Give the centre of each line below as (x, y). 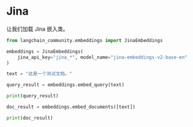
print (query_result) (33, 96)
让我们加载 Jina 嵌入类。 (37, 29)
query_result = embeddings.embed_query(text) (65, 85)
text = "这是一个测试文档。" (39, 74)
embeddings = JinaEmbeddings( (45, 51)
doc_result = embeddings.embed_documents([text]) (71, 107)
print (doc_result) (30, 118)
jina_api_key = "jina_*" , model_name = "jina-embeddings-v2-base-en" (103, 57)
